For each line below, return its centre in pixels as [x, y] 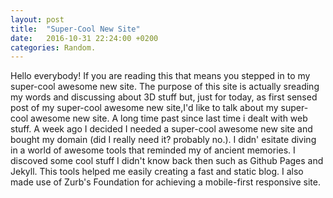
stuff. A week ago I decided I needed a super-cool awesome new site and [161, 129]
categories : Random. [53, 47]
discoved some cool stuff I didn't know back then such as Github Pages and [167, 161]
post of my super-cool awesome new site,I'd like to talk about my [144, 108]
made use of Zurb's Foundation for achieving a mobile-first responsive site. [165, 182]
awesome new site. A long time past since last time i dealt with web [169, 118]
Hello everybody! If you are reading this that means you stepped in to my [160, 76]
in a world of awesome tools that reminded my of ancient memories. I [153, 150]
